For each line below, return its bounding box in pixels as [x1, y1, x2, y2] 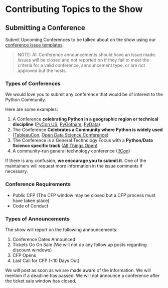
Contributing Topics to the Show [5, 3, 143, 15]
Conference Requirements [5, 181, 71, 188]
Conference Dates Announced [12, 236, 75, 242]
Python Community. [5, 96, 46, 103]
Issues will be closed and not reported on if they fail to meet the [17, 57, 149, 63]
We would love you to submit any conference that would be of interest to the [5, 91, 163, 97]
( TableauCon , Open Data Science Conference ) [12, 132, 109, 138]
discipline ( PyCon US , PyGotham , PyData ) [12, 121, 100, 127]
